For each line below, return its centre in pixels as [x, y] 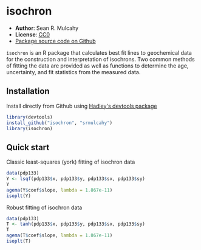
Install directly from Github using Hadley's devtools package [82, 106]
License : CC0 [32, 34]
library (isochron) [29, 128]
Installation [28, 92]
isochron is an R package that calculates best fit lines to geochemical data [99, 52]
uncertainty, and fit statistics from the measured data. [73, 72]
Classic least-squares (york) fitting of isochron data [71, 162]
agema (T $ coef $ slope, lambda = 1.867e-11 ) [60, 235]
